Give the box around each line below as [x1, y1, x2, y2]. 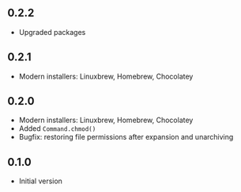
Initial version [18, 176, 62, 186]
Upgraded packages [18, 27, 86, 36]
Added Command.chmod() [18, 124, 96, 133]
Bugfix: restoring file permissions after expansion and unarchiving [18, 132, 234, 142]
